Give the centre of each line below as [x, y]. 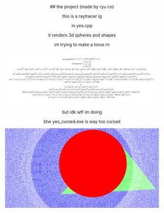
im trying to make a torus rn [82, 44]
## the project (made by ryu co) [82, 7]
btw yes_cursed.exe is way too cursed [82, 121]
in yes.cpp [82, 26]
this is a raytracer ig [82, 16]
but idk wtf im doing [82, 112]
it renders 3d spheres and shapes [82, 35]
